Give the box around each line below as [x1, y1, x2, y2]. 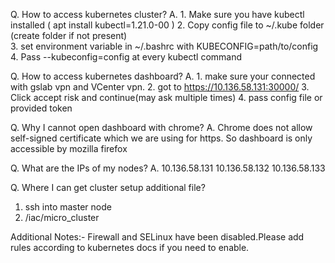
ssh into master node [24, 201, 112, 213]
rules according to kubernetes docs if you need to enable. [10, 242, 250, 253]
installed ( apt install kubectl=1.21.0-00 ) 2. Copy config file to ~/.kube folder [10, 19, 325, 31]
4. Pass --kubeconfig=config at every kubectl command [10, 51, 243, 63]
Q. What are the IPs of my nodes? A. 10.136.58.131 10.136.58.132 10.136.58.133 [10, 162, 326, 174]
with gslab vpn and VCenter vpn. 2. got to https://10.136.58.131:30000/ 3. [10, 81, 310, 93]
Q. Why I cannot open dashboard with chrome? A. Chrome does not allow [10, 122, 313, 133]
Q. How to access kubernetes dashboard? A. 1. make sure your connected [10, 70, 316, 82]
